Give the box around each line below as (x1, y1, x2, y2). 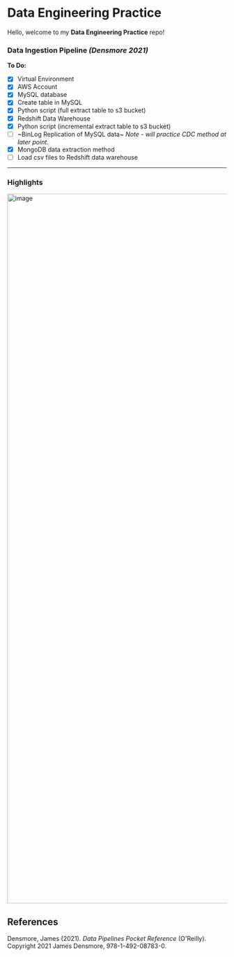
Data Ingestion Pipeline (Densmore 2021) (7, 45, 148, 55)
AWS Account (17, 82, 58, 91)
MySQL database (17, 91, 68, 99)
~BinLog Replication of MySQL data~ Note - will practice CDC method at (17, 130, 226, 138)
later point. (17, 137, 49, 146)
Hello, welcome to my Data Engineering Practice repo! (7, 28, 165, 36)
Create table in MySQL (17, 98, 83, 107)
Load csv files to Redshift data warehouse (17, 153, 138, 161)
